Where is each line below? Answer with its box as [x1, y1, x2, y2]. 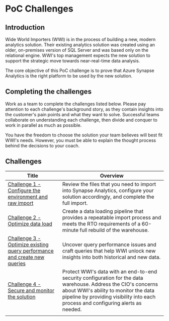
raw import [8, 199, 34, 206]
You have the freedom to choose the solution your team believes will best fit [5, 132, 162, 138]
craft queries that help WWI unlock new [62, 247, 156, 254]
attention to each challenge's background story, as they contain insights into [5, 106, 163, 112]
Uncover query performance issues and [62, 241, 157, 248]
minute [62, 226, 79, 233]
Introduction [5, 23, 45, 32]
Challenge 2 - [8, 214, 41, 221]
